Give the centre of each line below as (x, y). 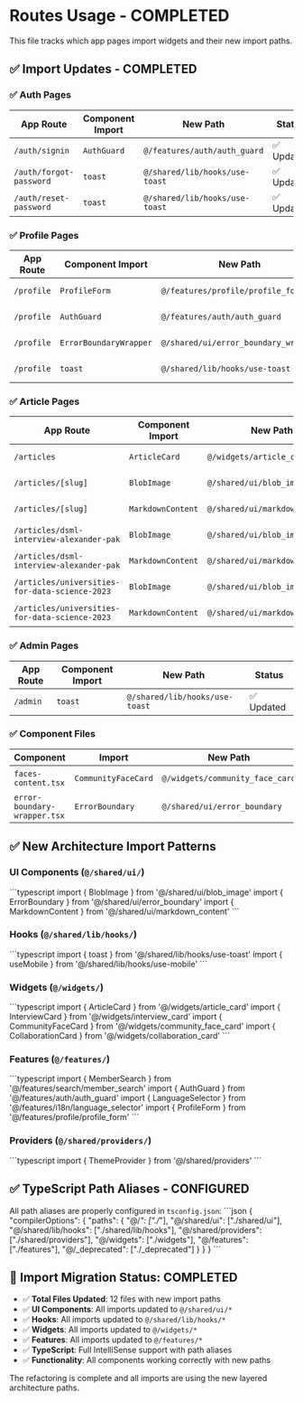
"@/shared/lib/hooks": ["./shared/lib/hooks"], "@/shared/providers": (136, 1229)
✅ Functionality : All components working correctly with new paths (147, 1360)
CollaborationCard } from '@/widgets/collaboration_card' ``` (120, 1036)
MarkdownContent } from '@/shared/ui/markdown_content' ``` (124, 911)
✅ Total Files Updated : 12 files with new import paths (121, 1299)
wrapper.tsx (40, 815)
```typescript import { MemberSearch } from (91, 1079)
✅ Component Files (53, 734)
